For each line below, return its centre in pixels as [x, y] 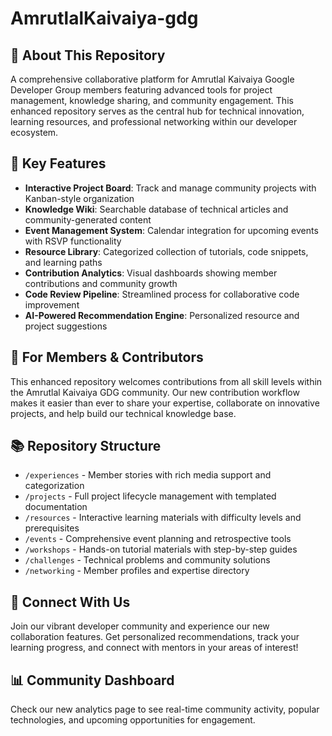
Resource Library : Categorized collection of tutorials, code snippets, [166, 251]
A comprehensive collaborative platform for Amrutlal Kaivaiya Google [152, 79]
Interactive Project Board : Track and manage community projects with [170, 188]
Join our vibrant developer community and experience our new [140, 626]
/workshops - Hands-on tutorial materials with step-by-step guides [161, 549]
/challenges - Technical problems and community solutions [147, 560]
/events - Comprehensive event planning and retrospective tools [158, 539]
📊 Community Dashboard [92, 680]
